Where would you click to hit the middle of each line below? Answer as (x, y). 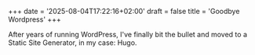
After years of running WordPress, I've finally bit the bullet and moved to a (127, 34)
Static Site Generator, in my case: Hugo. (73, 43)
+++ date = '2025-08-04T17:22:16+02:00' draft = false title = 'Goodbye (124, 11)
